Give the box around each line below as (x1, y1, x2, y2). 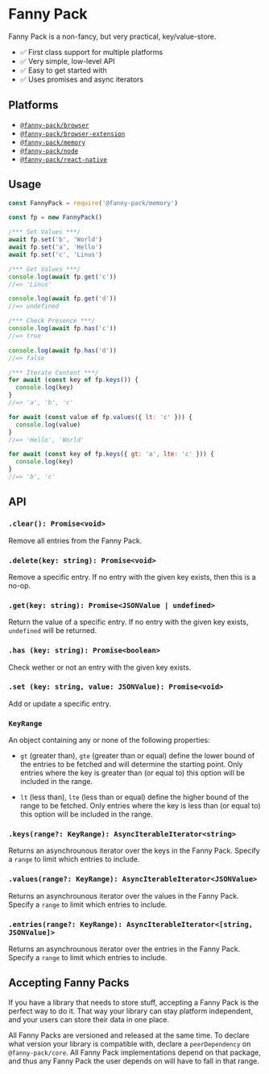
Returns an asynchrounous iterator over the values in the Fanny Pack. (8, 891, 239, 900)
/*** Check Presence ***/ (8, 317, 95, 325)
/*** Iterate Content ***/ (8, 368, 99, 376)
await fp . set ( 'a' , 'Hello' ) (8, 243, 103, 251)
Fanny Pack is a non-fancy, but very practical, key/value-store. (8, 31, 217, 41)
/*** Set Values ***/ (8, 228, 81, 237)
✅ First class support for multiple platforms (19, 47, 163, 57)
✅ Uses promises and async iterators (19, 74, 144, 84)
